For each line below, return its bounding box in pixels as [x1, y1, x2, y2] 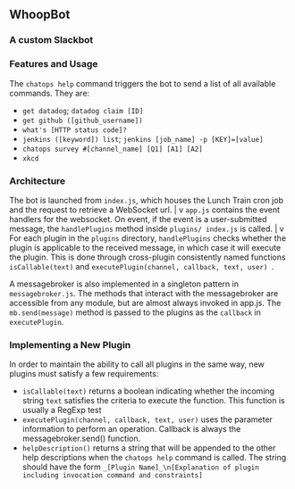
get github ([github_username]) [21, 116, 143, 125]
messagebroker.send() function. [21, 433, 141, 444]
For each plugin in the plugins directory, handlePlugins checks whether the [9, 232, 287, 244]
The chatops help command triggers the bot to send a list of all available [9, 78, 276, 88]
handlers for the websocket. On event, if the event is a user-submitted [9, 213, 267, 224]
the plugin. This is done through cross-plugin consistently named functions [9, 252, 286, 262]
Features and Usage [9, 58, 98, 70]
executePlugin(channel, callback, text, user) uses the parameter [21, 414, 273, 425]
